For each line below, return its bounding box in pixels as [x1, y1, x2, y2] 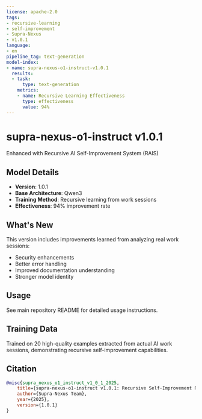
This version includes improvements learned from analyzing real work [6, 236, 179, 243]
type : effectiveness [22, 98, 74, 104]
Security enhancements [14, 254, 75, 261]
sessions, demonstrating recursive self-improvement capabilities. [6, 346, 168, 353]
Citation [6, 364, 37, 374]
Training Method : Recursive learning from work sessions [14, 196, 157, 203]
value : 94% [22, 104, 50, 110]
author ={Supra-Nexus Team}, [17, 391, 87, 397]
